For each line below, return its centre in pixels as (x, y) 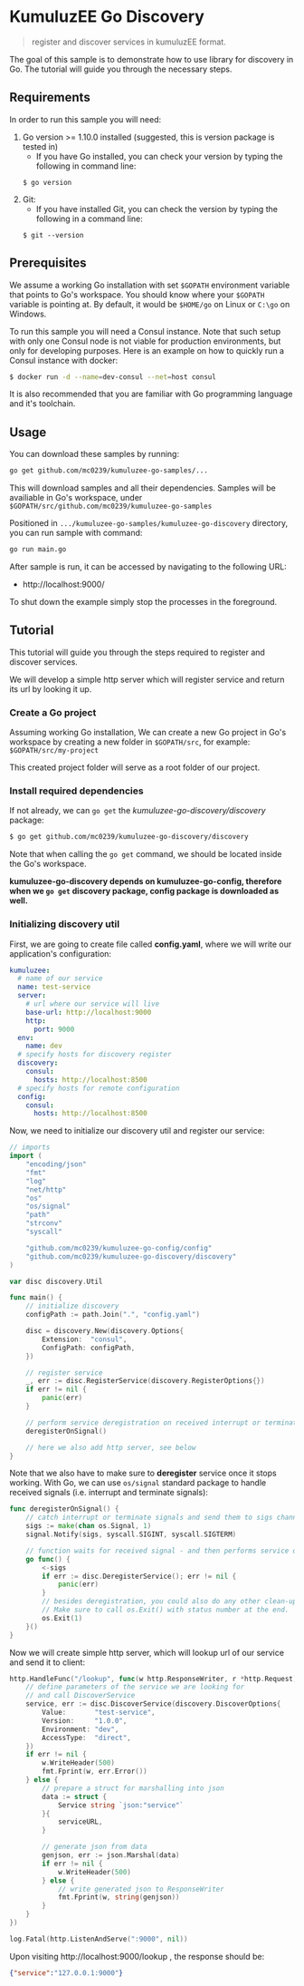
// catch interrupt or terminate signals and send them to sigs (149, 1518)
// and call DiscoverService (81, 1696)
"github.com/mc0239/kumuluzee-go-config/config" (119, 1248)
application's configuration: (60, 953)
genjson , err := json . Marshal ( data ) (111, 1855)
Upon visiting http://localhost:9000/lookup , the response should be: (137, 1956)
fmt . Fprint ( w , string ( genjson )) (119, 1897)
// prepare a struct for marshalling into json (133, 1788)
